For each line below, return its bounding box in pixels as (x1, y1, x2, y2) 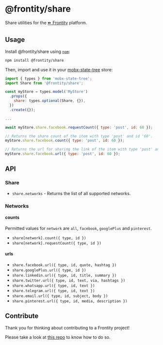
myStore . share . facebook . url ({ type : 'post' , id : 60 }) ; (5, 151, 120, 156)
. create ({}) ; (9, 107, 36, 112)
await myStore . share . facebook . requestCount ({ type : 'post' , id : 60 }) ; (5, 125, 153, 130)
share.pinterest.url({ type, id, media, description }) (12, 299, 128, 304)
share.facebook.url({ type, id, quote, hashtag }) (12, 263, 117, 268)
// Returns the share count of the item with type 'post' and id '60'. (5, 133, 153, 139)
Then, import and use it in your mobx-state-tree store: (5, 66, 113, 72)
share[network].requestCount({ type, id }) (12, 241, 102, 246)
